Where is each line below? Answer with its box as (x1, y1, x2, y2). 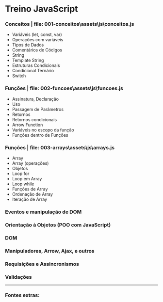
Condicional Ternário (12, 68, 54, 74)
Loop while (12, 181, 34, 187)
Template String (12, 57, 44, 64)
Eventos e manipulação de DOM (5, 208, 82, 215)
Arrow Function (12, 122, 43, 127)
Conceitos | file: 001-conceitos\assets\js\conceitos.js (5, 21, 134, 28)
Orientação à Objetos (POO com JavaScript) (5, 222, 111, 228)
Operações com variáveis (12, 37, 64, 43)
